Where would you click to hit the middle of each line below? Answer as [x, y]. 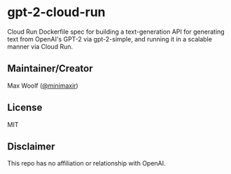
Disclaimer [31, 146]
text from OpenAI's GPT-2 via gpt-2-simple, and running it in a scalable [110, 39]
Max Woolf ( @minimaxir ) [43, 86]
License [25, 108]
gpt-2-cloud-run [57, 12]
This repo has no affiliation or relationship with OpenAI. [86, 163]
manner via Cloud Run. [40, 46]
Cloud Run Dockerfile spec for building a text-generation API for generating [116, 32]
